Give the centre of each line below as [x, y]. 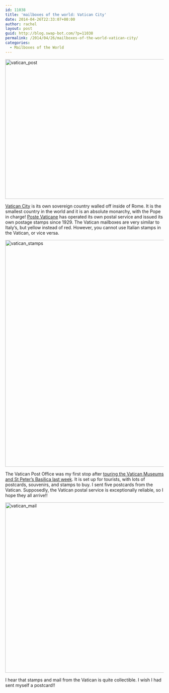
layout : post [19, 29]
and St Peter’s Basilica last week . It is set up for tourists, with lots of [75, 479]
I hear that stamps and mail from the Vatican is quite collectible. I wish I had [83, 680]
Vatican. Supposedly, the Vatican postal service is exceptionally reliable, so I [84, 490]
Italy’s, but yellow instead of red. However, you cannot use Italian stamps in [83, 227]
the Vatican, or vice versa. [32, 233]
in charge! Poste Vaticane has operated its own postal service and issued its [84, 217]
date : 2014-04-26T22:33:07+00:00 [40, 19]
